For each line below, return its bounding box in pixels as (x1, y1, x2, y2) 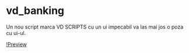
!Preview (6, 41, 27, 48)
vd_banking (6, 4, 65, 17)
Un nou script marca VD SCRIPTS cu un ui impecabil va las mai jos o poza (6, 23, 184, 30)
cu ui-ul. (6, 29, 26, 36)
